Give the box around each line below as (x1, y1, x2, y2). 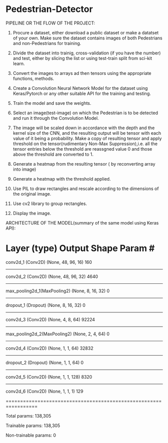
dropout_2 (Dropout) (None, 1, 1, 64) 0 (5, 359, 84, 365)
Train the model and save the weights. (12, 100, 92, 106)
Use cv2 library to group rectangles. (12, 201, 87, 207)
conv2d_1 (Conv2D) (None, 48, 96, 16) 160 (5, 259, 92, 265)
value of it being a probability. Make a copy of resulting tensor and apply (12, 135, 162, 141)
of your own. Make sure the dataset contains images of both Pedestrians (12, 35, 163, 41)
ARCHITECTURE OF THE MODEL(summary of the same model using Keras (5, 220, 159, 225)
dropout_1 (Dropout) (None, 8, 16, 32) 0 (5, 302, 86, 308)
